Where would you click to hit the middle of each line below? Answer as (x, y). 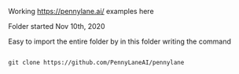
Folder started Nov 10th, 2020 (57, 26)
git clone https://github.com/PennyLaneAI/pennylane (96, 62)
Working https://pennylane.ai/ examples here (81, 11)
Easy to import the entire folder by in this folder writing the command (120, 41)
